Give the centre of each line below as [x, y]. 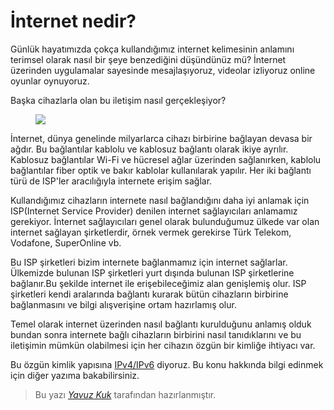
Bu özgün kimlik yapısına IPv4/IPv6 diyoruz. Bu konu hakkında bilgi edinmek [167, 364]
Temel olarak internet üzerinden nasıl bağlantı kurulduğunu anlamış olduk [161, 324]
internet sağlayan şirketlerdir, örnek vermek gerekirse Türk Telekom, [151, 232]
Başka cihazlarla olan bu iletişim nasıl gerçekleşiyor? [118, 100]
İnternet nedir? [73, 21]
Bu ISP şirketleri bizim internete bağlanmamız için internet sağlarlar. [149, 262]
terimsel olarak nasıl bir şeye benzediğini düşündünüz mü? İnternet [148, 59]
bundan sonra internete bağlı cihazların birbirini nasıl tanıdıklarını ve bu [156, 334]
